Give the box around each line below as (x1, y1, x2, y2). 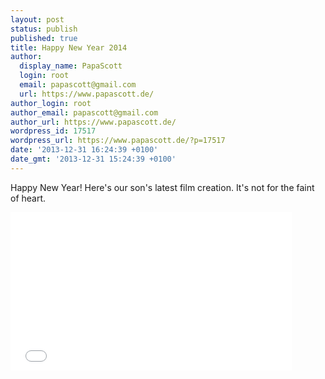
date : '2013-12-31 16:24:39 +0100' (10, 145, 159, 155)
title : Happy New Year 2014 (10, 42, 128, 53)
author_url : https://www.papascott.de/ (10, 117, 177, 127)
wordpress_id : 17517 (10, 126, 97, 136)
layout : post (10, 14, 65, 25)
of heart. (10, 192, 47, 204)
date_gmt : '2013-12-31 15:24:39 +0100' (10, 154, 177, 164)
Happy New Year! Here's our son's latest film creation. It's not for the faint (10, 181, 315, 193)
